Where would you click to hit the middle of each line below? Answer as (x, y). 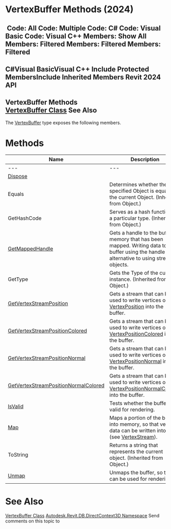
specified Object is (132, 191)
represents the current (136, 451)
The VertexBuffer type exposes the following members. (63, 123)
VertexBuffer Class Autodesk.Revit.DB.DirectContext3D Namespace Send (82, 515)
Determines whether (134, 184)
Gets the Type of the (134, 273)
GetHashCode (25, 218)
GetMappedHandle (31, 249)
